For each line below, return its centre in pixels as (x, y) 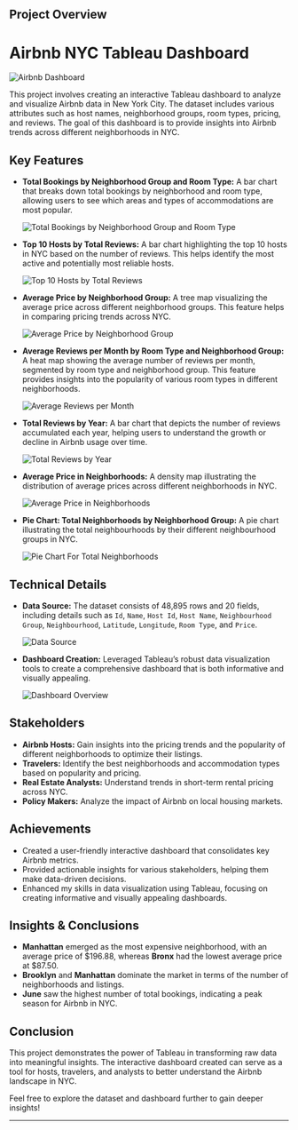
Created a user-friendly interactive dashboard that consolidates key (146, 850)
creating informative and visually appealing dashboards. (125, 897)
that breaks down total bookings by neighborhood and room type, (142, 191)
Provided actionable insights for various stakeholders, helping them (145, 869)
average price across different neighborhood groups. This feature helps (153, 307)
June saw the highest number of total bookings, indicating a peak (142, 994)
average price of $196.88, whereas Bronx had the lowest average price (152, 956)
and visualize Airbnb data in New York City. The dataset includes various (142, 104)
